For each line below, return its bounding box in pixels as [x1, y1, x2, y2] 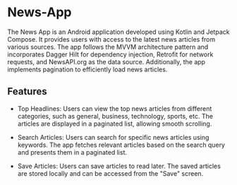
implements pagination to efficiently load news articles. [7, 65, 168, 73]
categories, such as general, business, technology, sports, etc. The [17, 112, 214, 120]
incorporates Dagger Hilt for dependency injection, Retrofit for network [7, 50, 214, 59]
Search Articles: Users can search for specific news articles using [17, 133, 209, 141]
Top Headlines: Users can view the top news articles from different [17, 104, 212, 113]
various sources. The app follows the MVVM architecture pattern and [7, 42, 209, 51]
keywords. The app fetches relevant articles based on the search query [17, 141, 226, 149]
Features [7, 85, 47, 97]
